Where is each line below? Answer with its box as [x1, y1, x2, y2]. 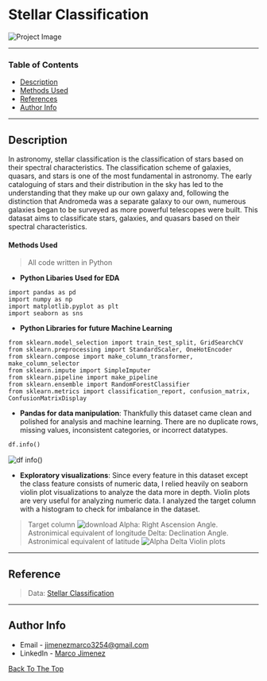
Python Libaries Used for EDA [19, 273, 120, 283]
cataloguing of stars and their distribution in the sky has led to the [8, 180, 224, 189]
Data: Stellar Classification [27, 588, 114, 597]
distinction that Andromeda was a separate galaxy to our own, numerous [8, 197, 246, 206]
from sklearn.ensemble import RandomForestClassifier [8, 380, 191, 389]
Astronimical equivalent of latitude [27, 537, 141, 547]
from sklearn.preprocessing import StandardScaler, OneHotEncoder [8, 346, 233, 354]
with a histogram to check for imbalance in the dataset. [19, 504, 200, 514]
